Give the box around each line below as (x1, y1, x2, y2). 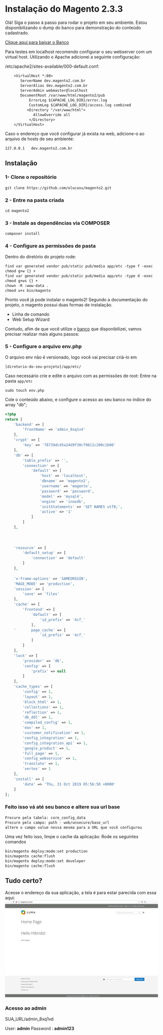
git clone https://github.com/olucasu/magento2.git (5, 185, 112, 191)
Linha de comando (12, 311, 49, 317)
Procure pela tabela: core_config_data (5, 815, 86, 820)
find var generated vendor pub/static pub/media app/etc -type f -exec (5, 264, 153, 268)
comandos (5, 839, 27, 844)
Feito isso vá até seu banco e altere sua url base (5, 804, 120, 810)
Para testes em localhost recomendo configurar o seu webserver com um (5, 49, 152, 55)
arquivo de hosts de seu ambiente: (5, 135, 74, 142)
